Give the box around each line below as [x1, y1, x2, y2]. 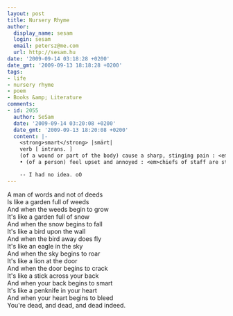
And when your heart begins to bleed [7, 293, 114, 302]
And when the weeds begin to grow [7, 205, 109, 213]
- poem [7, 88, 26, 94]
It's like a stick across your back [7, 272, 99, 280]
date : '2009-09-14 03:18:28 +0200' [7, 56, 110, 63]
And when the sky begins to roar [7, 249, 101, 258]
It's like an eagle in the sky [7, 242, 83, 250]
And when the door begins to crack [7, 264, 108, 272]
